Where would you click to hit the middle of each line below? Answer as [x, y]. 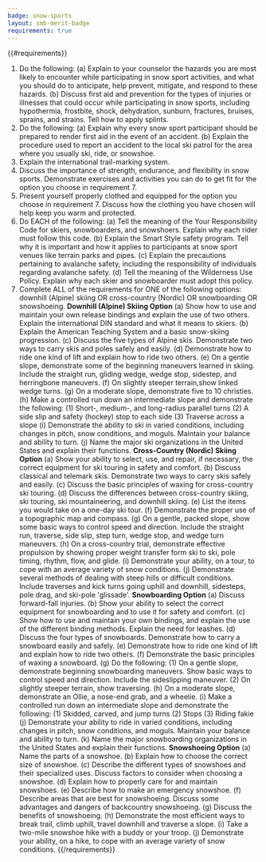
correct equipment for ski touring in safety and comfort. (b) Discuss [130, 467]
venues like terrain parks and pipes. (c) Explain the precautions [122, 256]
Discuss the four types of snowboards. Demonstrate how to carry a [129, 638]
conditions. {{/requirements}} [67, 850]
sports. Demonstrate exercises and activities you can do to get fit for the [137, 179]
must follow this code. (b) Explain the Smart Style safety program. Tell [133, 238]
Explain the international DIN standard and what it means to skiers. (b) [133, 324]
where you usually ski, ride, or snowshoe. [87, 153]
